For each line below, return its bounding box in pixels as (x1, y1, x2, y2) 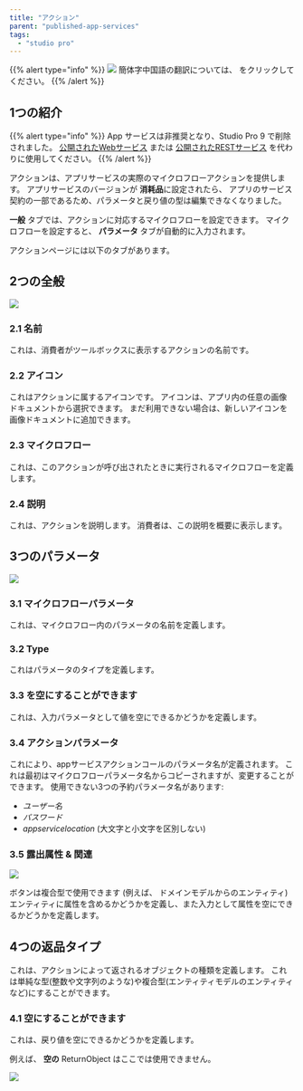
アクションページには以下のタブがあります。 (9, 245, 175, 256)
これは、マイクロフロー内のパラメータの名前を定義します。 (9, 619, 231, 630)
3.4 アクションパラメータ (9, 736, 119, 749)
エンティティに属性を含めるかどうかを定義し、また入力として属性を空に (9, 898, 278, 910)
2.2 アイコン (9, 369, 63, 382)
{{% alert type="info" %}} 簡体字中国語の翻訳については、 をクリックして (9, 64, 295, 75)
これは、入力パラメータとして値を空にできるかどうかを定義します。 (9, 712, 262, 723)
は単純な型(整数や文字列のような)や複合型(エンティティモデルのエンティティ (9, 976, 294, 987)
